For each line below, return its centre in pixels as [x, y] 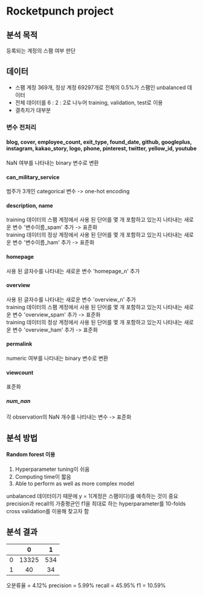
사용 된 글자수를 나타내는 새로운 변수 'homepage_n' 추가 [73, 271]
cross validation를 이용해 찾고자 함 [48, 511]
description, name [30, 205]
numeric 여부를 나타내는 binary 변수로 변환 [57, 358]
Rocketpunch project [60, 11]
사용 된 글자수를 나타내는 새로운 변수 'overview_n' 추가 [71, 299]
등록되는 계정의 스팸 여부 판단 [41, 51]
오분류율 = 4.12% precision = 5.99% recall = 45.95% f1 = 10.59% [86, 585]
